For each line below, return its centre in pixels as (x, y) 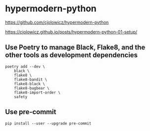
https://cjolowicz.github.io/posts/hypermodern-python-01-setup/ (71, 32)
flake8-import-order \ (37, 92)
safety (21, 97)
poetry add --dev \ (25, 66)
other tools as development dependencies (72, 55)
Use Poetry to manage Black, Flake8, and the (75, 47)
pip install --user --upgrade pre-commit (48, 123)
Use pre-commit (31, 112)
